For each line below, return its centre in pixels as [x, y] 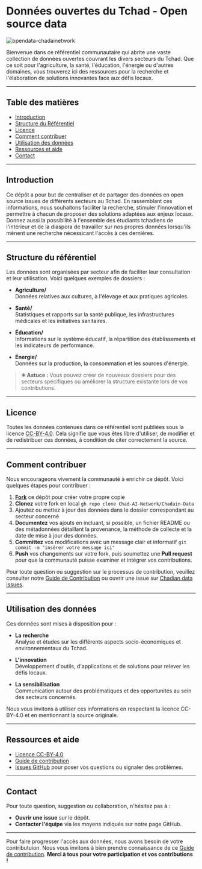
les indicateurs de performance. [54, 345]
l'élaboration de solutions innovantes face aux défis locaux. [80, 78]
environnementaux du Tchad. [51, 648]
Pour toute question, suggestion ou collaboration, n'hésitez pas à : [88, 806]
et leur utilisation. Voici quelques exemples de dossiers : [76, 278]
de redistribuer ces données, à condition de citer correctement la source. [97, 440]
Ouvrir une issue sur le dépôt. [52, 818]
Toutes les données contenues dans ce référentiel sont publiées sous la [95, 427]
